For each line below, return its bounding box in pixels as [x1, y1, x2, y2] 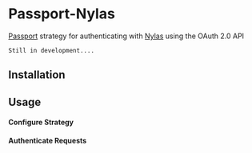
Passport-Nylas [8, 5, 116, 23]
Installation [8, 69, 66, 82]
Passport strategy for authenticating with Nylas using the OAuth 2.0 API [8, 31, 245, 41]
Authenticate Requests [8, 135, 87, 145]
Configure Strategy [8, 117, 74, 127]
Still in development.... [8, 46, 94, 54]
